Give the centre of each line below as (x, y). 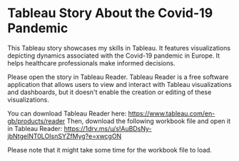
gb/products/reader (36, 121)
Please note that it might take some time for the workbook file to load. (110, 150)
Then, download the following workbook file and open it (148, 121)
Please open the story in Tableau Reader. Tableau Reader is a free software (118, 77)
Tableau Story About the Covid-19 (110, 13)
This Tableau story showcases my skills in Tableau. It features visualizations (119, 48)
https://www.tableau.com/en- (172, 113)
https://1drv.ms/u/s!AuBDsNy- (108, 128)
